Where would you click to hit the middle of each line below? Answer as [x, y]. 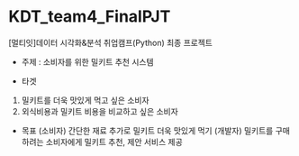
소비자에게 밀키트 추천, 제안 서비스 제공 [114, 142]
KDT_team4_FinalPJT [90, 17]
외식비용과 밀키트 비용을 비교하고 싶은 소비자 [100, 111]
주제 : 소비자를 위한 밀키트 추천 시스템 [87, 61]
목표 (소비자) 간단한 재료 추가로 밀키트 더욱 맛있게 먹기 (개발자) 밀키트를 [147, 130]
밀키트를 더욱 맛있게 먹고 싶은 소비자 [85, 100]
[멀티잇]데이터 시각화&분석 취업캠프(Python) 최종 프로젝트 [111, 42]
